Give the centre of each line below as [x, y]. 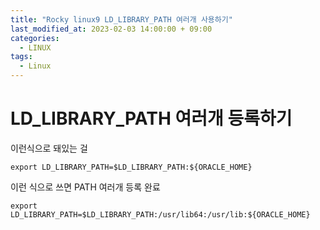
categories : [35, 38]
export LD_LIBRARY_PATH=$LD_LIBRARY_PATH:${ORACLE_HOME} [131, 167]
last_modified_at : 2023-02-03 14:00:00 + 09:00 [111, 29]
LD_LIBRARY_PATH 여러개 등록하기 [151, 118]
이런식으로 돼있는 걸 [49, 148]
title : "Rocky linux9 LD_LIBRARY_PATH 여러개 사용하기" [121, 19]
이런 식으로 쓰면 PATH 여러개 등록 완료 [85, 187]
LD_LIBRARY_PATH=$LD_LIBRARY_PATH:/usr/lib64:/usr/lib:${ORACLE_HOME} [160, 214]
